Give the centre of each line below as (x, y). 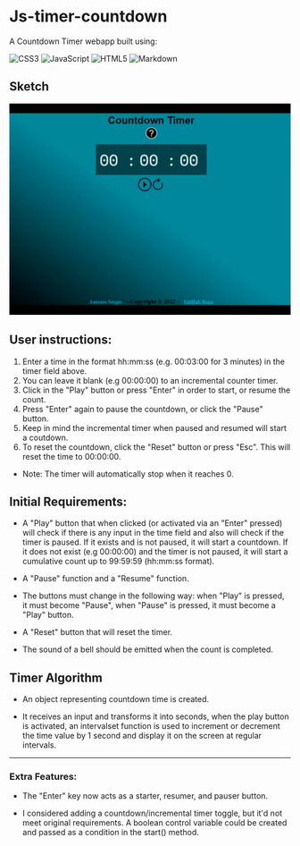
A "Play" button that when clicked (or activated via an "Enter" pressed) (152, 523)
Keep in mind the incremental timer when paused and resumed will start (154, 427)
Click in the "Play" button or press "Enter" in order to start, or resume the (156, 390)
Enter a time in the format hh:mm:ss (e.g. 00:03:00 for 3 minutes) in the (154, 361)
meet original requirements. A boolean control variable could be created (154, 823)
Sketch (29, 87)
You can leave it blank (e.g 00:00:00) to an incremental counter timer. (150, 380)
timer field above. (54, 371)
